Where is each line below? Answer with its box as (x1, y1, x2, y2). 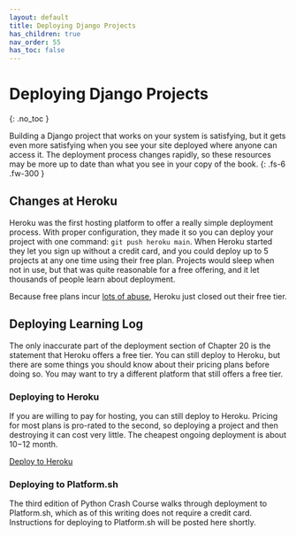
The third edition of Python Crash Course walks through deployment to (9, 498, 268, 509)
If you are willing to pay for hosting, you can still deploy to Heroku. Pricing (9, 410, 278, 421)
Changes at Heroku (9, 194, 118, 209)
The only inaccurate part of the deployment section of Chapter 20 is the (9, 340, 271, 351)
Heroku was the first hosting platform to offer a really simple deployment (9, 217, 274, 228)
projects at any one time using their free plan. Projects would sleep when (9, 254, 275, 266)
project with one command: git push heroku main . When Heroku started (9, 236, 273, 246)
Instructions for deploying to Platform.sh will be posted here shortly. (9, 517, 256, 528)
